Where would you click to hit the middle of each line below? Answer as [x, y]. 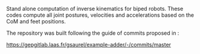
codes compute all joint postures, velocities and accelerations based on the [100, 15]
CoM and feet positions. [36, 21]
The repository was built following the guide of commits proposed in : [93, 33]
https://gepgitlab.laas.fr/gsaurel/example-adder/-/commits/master [89, 45]
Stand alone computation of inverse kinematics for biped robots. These [95, 9]
